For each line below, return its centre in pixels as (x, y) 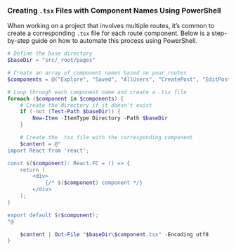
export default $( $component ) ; (53, 215)
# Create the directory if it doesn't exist (86, 105)
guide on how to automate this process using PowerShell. (114, 41)
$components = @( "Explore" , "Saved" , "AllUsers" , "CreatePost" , (103, 79)
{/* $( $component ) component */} (93, 183)
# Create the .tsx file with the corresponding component (106, 138)
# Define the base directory (50, 54)
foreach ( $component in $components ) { (66, 98)
